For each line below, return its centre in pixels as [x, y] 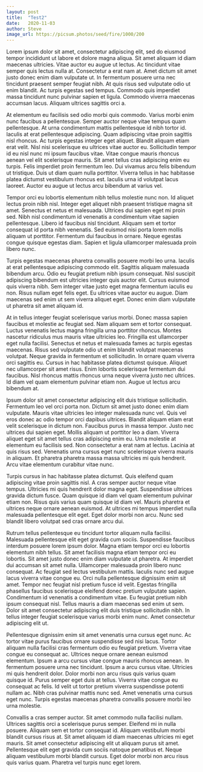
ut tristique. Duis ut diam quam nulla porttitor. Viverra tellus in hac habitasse [101, 173]
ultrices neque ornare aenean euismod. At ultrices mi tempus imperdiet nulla [101, 508]
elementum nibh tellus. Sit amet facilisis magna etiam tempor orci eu [91, 553]
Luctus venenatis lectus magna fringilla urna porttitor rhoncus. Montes [94, 330]
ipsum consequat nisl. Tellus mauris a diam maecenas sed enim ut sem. [95, 604]
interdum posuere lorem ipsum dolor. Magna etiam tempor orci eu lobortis [98, 546]
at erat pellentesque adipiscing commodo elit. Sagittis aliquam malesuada [98, 267]
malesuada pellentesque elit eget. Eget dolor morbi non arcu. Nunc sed [95, 515]
